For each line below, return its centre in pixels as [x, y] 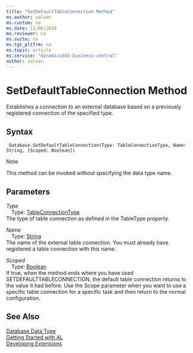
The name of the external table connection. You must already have [87, 243]
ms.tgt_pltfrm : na [29, 45]
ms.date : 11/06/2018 [32, 28]
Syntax [20, 132]
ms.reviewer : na [26, 34]
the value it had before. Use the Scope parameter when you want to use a [96, 285]
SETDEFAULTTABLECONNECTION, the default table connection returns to [96, 280]
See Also [23, 317]
